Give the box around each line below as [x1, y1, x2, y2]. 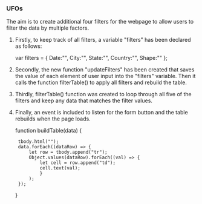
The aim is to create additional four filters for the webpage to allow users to [6, 18, 194, 25]
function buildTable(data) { [15, 127, 82, 134]
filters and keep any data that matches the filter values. [15, 97, 153, 104]
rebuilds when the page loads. [15, 115, 91, 122]
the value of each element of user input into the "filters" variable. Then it [15, 73, 196, 80]
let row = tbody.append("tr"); [28, 150, 108, 156]
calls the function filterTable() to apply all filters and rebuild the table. [15, 79, 187, 86]
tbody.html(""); [18, 139, 59, 145]
